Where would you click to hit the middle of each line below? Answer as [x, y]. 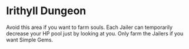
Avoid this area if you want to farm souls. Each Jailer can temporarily [89, 27]
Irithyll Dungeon [46, 11]
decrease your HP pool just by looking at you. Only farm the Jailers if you [95, 33]
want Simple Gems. [30, 40]
